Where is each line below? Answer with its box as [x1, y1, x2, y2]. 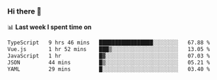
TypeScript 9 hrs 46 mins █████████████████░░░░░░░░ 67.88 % [7, 39, 211, 47]
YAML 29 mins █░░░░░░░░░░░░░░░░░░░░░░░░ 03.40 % [7, 65, 211, 73]
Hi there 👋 [7, 6, 42, 16]
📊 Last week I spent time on [7, 23, 92, 31]
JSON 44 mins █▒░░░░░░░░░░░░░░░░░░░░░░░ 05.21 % [7, 59, 211, 66]
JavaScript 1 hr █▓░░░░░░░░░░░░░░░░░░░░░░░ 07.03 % [7, 52, 211, 59]
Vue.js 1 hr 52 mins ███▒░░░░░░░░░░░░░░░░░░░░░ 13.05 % [7, 46, 211, 53]
